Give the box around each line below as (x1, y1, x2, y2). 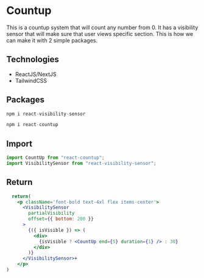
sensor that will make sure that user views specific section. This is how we (6, 30, 194, 37)
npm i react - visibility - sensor (6, 111, 86, 117)
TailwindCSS (15, 77, 47, 84)
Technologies (6, 54, 60, 64)
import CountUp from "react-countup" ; (6, 155, 105, 161)
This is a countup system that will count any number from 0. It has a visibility (6, 24, 199, 31)
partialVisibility (28, 210, 75, 217)
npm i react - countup (6, 122, 59, 128)
